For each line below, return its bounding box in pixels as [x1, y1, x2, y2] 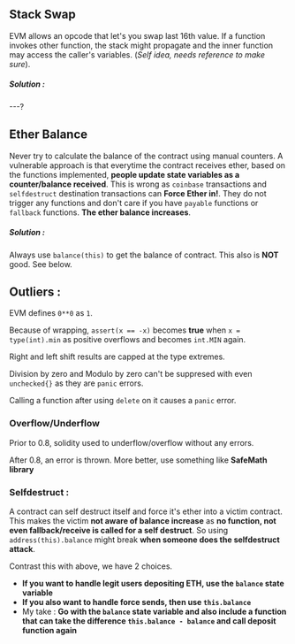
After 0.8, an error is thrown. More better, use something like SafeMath [9, 455, 268, 465]
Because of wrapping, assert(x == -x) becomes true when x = [9, 325, 241, 335]
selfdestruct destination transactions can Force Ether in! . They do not [9, 188, 267, 198]
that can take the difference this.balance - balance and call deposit [21, 615, 276, 626]
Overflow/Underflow [9, 418, 100, 430]
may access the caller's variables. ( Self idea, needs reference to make [9, 49, 265, 60]
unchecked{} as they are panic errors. [9, 378, 144, 388]
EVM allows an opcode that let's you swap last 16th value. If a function [9, 30, 266, 41]
